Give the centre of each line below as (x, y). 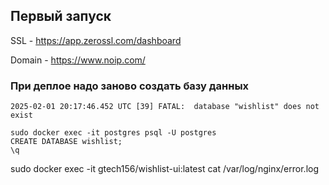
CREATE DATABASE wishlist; (66, 142)
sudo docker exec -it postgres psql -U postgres (113, 133)
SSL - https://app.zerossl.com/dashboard (96, 40)
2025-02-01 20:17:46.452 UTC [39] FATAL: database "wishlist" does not (165, 107)
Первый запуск (61, 16)
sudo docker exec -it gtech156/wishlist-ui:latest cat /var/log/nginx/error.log (165, 169)
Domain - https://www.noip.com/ (78, 60)
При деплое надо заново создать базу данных (130, 86)
